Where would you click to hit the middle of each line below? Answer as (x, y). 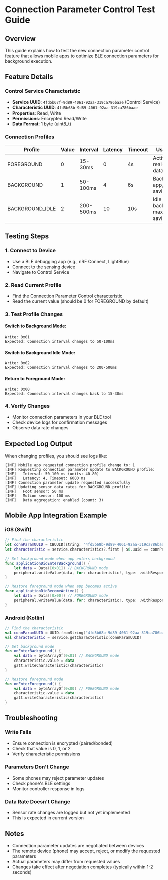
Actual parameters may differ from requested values (66, 862)
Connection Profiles (30, 137)
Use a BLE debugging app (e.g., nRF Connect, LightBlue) (71, 261)
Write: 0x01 (17, 337)
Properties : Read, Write (37, 113)
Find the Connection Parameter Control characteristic (67, 296)
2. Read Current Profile (33, 285)
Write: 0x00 (17, 389)
